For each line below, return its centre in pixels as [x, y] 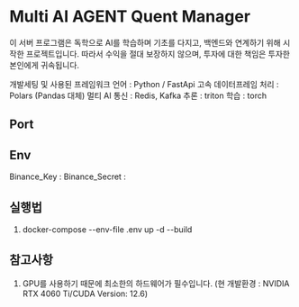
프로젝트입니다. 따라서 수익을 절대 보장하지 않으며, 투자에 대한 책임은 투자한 [158, 54]
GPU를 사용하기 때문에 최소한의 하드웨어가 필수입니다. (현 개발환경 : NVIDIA [156, 283]
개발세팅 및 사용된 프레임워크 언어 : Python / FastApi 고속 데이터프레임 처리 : [144, 84]
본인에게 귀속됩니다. [44, 65]
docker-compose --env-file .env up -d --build [107, 229]
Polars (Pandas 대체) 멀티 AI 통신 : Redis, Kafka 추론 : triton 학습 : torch [138, 95]
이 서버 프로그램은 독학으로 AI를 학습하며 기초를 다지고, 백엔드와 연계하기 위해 [145, 42]
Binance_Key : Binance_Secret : [68, 176]
